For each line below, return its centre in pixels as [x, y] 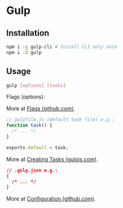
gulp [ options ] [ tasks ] [36, 86]
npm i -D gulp [24, 52]
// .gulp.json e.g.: [32, 170]
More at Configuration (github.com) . [51, 199]
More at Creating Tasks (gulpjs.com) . [52, 159]
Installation [28, 33]
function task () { [29, 126]
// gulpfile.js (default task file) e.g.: [60, 120]
